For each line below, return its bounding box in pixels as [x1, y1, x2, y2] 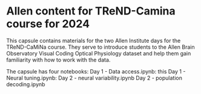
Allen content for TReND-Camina [6, 4, 176, 18]
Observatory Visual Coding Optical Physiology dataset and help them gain [6, 49, 191, 57]
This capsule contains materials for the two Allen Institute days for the [6, 37, 181, 44]
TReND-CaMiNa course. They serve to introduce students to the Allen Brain [6, 43, 195, 51]
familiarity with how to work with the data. [6, 56, 111, 63]
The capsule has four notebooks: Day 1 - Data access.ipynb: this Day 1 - [6, 67, 186, 75]
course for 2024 [6, 17, 90, 31]
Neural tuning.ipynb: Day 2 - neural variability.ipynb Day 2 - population [6, 74, 183, 81]
